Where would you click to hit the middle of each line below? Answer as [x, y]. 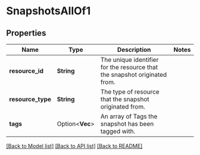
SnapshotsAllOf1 [49, 11]
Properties [26, 33]
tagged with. [118, 131]
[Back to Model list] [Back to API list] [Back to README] [74, 146]
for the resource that [129, 67]
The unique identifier [129, 60]
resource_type [30, 99]
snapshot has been [127, 124]
